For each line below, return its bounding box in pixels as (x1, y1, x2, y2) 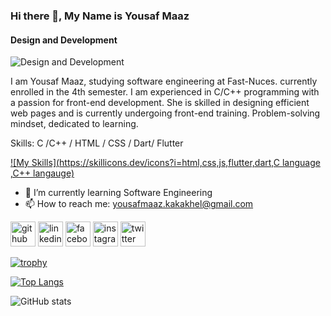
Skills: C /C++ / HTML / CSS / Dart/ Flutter (10, 137, 184, 149)
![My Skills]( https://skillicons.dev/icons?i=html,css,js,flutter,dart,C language (10, 157, 321, 169)
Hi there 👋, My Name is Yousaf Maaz (10, 9, 190, 23)
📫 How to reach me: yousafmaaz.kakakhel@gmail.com (24, 198, 254, 210)
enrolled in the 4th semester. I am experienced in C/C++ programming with (10, 86, 320, 98)
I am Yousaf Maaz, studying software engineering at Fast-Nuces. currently (10, 75, 318, 88)
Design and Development (10, 34, 118, 46)
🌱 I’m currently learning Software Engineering (24, 187, 213, 199)
